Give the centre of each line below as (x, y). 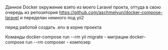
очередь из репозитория (32, 12)
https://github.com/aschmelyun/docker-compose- (111, 12)
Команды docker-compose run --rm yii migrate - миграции (67, 37)
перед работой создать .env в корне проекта (53, 27)
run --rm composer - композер (58, 42)
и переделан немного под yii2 (52, 18)
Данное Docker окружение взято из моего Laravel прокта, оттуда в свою (83, 7)
